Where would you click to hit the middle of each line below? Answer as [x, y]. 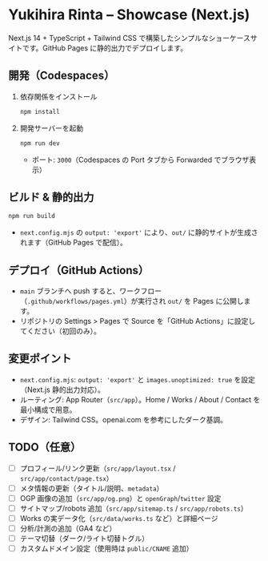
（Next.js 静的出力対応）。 [62, 389]
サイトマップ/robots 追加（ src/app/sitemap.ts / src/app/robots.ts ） [134, 508]
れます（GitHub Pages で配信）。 [74, 243]
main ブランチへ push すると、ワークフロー [91, 291]
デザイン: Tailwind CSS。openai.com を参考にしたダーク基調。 [124, 419]
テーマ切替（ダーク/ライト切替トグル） [84, 538]
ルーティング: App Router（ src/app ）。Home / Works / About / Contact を [140, 399]
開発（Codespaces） [62, 76]
